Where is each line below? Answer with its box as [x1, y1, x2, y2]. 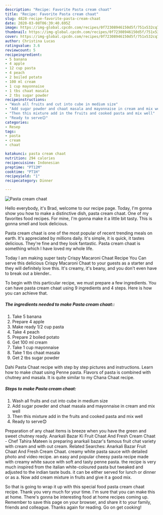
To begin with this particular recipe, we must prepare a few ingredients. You [5, 280, 157, 285]
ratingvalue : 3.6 [5, 43, 40, 48]
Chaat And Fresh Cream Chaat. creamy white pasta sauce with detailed [5, 449, 148, 454]
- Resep [5, 124, 21, 129]
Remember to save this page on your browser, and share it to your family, [5, 499, 151, 505]
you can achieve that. [5, 290, 48, 296]
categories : [5, 120, 29, 125]
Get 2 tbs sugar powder [12, 355, 60, 361]
